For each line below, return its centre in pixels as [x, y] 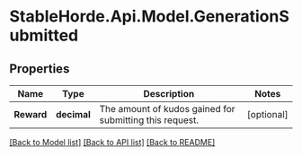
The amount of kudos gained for [167, 109]
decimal [73, 114]
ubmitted [44, 35]
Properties [40, 69]
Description [169, 94]
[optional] [267, 114]
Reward [31, 114]
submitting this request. [149, 120]
